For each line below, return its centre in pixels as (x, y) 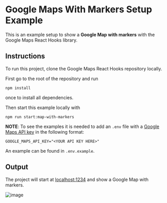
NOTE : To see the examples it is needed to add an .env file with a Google (82, 126)
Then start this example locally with (43, 107)
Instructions (25, 56)
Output (17, 167)
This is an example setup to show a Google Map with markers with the (80, 34)
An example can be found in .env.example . (50, 151)
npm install (18, 88)
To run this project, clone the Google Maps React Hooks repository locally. (84, 68)
